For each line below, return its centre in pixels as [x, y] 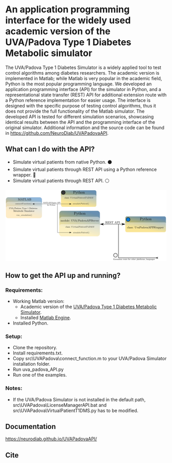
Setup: [14, 336]
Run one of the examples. [40, 375]
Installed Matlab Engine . [46, 317]
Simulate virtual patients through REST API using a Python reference [85, 169]
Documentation [31, 426]
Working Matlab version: [38, 301]
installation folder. [31, 364]
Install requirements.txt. [38, 353]
